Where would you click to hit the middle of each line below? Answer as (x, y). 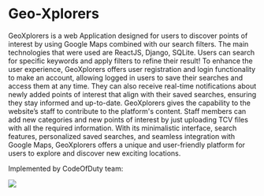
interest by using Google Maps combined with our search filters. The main (128, 43)
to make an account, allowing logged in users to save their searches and (126, 77)
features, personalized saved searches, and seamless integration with (121, 136)
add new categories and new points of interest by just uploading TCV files (128, 119)
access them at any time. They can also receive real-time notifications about (132, 86)
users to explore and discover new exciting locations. (95, 153)
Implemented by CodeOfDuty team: (66, 168)
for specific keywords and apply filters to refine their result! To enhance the (131, 61)
